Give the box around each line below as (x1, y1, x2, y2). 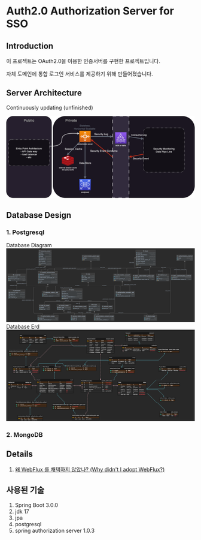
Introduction (6, 41, 54, 51)
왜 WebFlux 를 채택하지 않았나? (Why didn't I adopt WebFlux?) (14, 466, 165, 473)
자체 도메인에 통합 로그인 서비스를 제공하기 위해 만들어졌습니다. (6, 70, 154, 77)
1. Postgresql (6, 228, 45, 236)
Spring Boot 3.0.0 (14, 501, 59, 508)
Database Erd (6, 323, 40, 331)
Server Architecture (6, 88, 82, 98)
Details (6, 449, 33, 460)
